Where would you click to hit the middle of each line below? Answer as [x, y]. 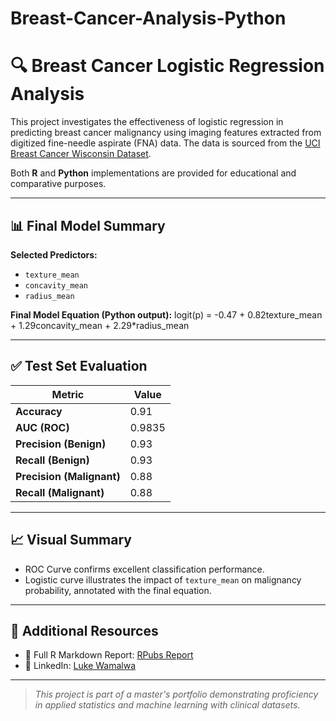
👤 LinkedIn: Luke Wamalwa [80, 666]
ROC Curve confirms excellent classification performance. [144, 569]
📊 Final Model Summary [88, 225]
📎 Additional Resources [84, 630]
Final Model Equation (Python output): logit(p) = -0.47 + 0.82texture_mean [166, 314]
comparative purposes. [58, 184]
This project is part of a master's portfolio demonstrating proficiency [176, 694]
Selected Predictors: [54, 254]
